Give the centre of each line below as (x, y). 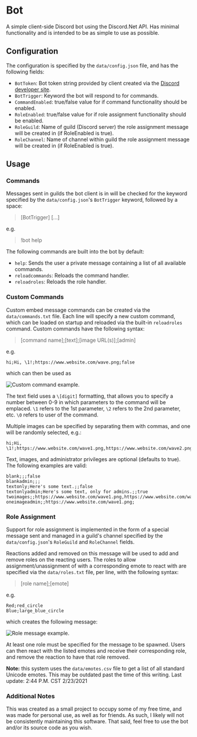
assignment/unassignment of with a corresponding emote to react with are (96, 566)
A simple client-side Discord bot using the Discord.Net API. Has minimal (93, 26)
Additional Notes (30, 696)
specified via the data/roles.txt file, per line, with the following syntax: (92, 572)
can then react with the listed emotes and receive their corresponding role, (96, 651)
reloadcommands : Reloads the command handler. (72, 276)
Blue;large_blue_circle (35, 611)
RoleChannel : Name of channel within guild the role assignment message (102, 139)
